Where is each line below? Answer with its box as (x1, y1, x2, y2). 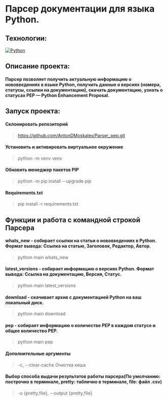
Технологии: (5, 34, 47, 43)
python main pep (17, 339, 53, 345)
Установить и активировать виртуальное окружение (5, 144, 123, 150)
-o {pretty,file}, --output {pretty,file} (17, 390, 93, 396)
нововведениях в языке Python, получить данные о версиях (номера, (5, 82, 161, 88)
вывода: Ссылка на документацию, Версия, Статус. (5, 271, 122, 277)
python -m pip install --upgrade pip (17, 178, 92, 184)
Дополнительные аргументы (5, 350, 71, 356)
